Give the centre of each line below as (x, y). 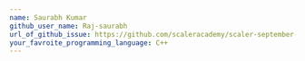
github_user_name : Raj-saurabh (69, 26)
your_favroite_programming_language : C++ (89, 43)
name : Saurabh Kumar (49, 17)
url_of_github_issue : (50, 34)
